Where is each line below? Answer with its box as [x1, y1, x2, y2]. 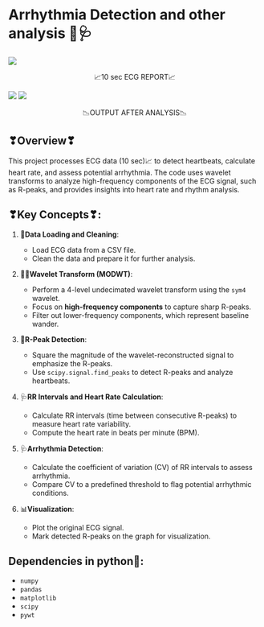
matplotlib [19, 594, 57, 603]
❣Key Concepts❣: [8, 208, 102, 222]
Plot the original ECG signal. [31, 522, 124, 532]
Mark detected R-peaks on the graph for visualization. [31, 531, 211, 541]
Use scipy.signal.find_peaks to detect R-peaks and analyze [31, 367, 234, 377]
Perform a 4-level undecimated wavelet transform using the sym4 [31, 284, 246, 295]
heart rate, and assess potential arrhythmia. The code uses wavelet [8, 167, 231, 177]
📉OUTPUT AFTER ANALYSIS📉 [83, 107, 187, 118]
